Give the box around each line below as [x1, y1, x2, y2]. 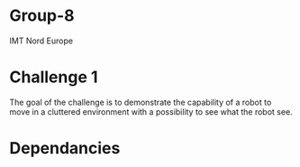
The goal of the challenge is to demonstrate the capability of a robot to [9, 97, 272, 107]
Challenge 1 [9, 67, 98, 88]
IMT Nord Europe [9, 35, 74, 46]
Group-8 [9, 5, 75, 26]
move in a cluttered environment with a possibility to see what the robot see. [9, 106, 293, 117]
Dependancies [9, 138, 121, 159]
